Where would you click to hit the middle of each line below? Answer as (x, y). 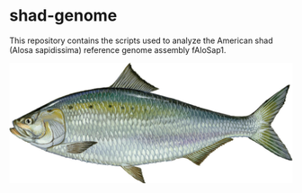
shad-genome (63, 16)
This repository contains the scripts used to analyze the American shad (141, 40)
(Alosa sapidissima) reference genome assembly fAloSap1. (118, 49)
